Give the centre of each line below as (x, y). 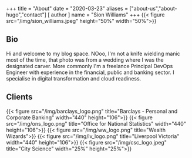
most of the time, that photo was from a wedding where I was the (85, 60)
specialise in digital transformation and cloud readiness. (74, 78)
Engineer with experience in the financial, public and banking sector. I (90, 72)
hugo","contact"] (26, 15)
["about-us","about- (153, 9)
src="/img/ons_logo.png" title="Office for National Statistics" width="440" (96, 123)
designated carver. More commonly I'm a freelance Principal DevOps (90, 66)
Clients (19, 97)
